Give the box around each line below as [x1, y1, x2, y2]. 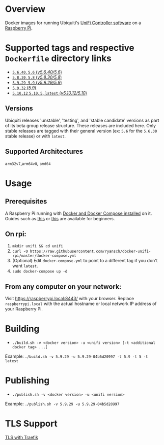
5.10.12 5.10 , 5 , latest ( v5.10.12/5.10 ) [12, 90, 87, 96]
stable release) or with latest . [5, 133, 66, 139]
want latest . [12, 263, 38, 269]
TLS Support [5, 418, 57, 429]
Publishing [5, 375, 50, 386]
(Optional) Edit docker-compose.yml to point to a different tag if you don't [12, 258, 158, 264]
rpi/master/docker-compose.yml [12, 253, 77, 258]
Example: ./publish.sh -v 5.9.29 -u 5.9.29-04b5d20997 [5, 401, 120, 407]
